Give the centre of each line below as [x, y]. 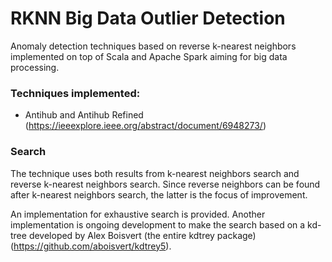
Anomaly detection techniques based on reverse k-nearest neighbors [153, 46]
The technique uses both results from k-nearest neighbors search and [155, 173]
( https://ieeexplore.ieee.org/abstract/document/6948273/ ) [145, 126]
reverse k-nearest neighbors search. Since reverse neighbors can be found [165, 184]
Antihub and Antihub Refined [84, 115]
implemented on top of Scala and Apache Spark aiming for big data [149, 56]
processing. [35, 67]
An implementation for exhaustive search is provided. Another [138, 214]
